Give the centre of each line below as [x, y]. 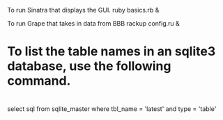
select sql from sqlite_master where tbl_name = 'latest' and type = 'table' [112, 109]
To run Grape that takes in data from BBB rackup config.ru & [93, 23]
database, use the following [89, 66]
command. [39, 81]
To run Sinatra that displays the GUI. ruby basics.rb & [83, 10]
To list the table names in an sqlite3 [111, 52]
